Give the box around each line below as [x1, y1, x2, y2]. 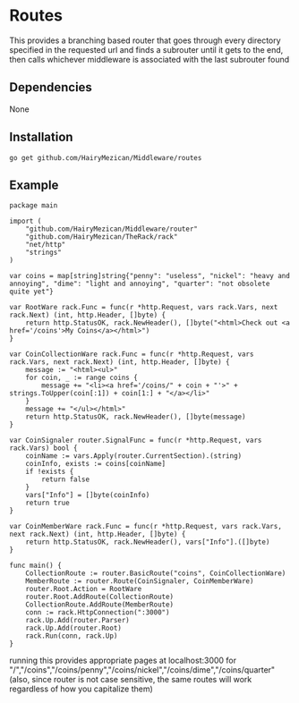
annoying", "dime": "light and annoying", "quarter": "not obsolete [9, 279, 270, 289]
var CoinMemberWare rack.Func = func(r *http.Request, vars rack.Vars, [9, 522, 282, 531]
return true [25, 498, 70, 508]
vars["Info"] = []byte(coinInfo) [25, 491, 150, 500]
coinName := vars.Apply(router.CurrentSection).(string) [25, 452, 243, 461]
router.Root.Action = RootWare [25, 585, 142, 594]
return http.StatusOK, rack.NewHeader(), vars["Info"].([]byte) [25, 538, 270, 546]
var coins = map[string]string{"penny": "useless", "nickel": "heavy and [9, 272, 291, 281]
